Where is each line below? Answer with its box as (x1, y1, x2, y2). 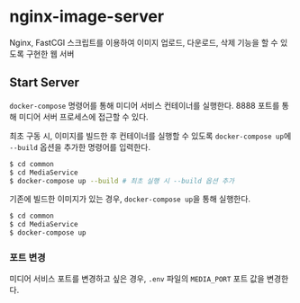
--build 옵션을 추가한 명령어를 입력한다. (9, 141, 151, 152)
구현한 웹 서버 (25, 48, 75, 59)
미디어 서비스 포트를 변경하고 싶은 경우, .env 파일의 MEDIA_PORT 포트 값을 (9, 273, 265, 284)
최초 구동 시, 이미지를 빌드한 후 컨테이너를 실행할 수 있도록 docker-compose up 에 (9, 130, 292, 141)
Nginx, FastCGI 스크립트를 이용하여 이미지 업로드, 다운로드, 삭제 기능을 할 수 (9, 37, 278, 48)
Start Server (9, 75, 79, 91)
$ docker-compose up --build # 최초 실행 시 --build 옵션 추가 (9, 176, 235, 185)
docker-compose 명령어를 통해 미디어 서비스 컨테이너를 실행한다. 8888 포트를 (9, 100, 280, 111)
